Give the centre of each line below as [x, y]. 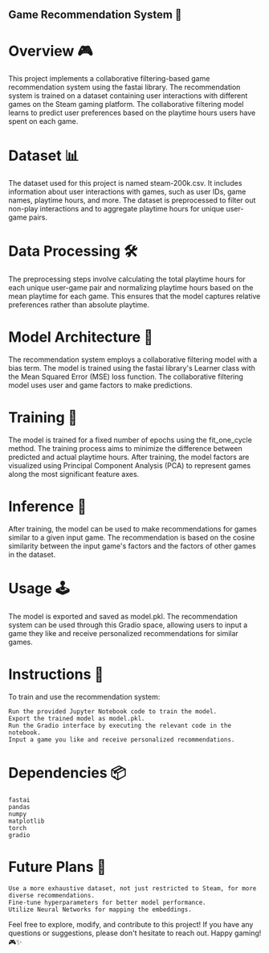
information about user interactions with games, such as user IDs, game [127, 192]
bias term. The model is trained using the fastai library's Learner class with [132, 368]
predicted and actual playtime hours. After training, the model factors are [129, 457]
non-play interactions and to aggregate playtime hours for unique [116, 209]
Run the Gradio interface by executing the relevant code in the [120, 725]
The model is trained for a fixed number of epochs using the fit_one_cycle [130, 440]
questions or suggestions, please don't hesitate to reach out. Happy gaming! [135, 933]
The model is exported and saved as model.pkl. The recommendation [123, 616]
